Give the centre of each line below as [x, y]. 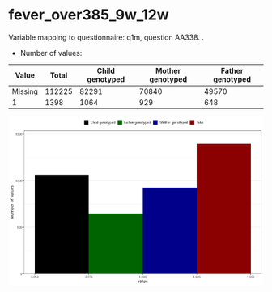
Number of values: [51, 53]
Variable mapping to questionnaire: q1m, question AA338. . [106, 37]
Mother [168, 71]
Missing [25, 91]
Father [232, 71]
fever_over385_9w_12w [89, 15]
